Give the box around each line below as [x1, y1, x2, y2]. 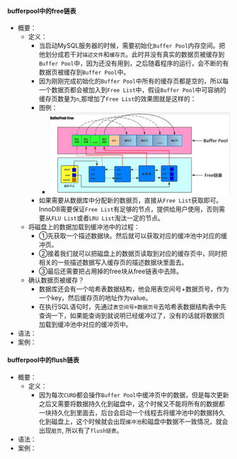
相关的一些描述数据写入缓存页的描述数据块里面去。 [38, 258, 188, 267]
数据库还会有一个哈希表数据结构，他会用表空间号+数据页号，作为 [38, 284, 229, 294]
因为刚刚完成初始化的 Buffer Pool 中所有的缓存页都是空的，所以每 [38, 77, 229, 85]
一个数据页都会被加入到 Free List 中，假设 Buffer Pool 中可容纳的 [38, 86, 226, 94]
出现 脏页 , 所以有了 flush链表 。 [38, 426, 123, 434]
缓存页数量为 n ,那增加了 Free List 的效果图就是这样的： [38, 94, 197, 103]
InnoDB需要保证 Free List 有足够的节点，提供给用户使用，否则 [38, 205, 219, 214]
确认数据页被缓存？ [28, 276, 85, 284]
